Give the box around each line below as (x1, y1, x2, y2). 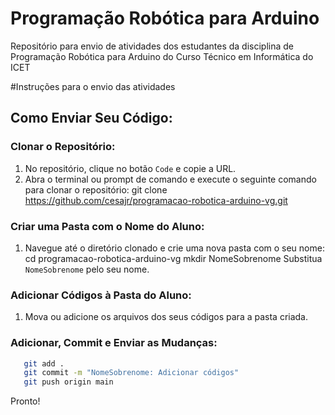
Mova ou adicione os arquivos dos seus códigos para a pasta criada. (24, 311, 309, 323)
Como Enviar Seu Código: (10, 110, 173, 127)
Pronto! (10, 395, 41, 407)
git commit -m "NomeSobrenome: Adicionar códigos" (23, 368, 240, 378)
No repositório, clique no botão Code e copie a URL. (24, 162, 237, 174)
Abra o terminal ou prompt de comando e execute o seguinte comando (24, 173, 317, 185)
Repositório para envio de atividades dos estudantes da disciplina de (10, 40, 295, 52)
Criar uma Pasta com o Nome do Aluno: (10, 219, 205, 233)
